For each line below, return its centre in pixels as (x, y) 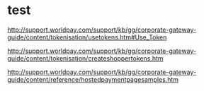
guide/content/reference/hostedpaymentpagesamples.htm (93, 79)
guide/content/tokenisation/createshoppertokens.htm (86, 58)
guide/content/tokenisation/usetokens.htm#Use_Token (87, 37)
